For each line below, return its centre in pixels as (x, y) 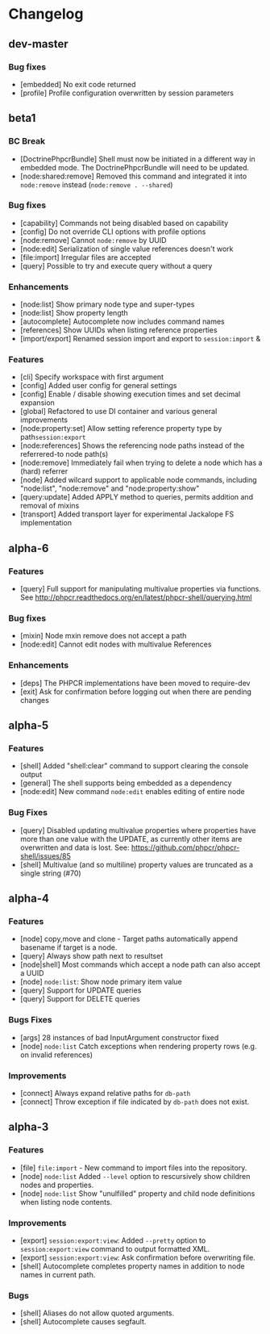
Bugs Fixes (30, 1020)
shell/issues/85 (45, 855)
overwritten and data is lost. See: (75, 847)
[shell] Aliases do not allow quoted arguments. (97, 1313)
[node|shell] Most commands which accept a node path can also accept (140, 964)
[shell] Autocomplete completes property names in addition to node (132, 1266)
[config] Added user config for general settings (98, 386)
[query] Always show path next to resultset (91, 956)
